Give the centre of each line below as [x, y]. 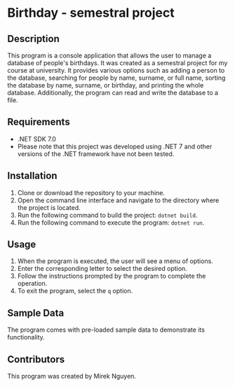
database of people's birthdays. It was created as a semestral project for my [117, 63]
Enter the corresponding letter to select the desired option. [102, 269]
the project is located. [49, 207]
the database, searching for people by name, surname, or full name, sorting [116, 78]
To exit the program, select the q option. [75, 291]
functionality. [26, 337]
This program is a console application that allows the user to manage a [109, 55]
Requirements [39, 122]
